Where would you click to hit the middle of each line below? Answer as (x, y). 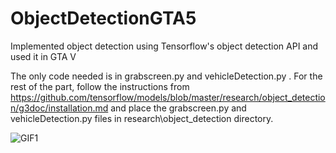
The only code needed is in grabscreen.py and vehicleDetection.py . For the (166, 76)
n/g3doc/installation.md (59, 108)
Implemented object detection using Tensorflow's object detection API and (164, 46)
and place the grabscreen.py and (178, 108)
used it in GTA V (43, 56)
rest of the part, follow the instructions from (100, 86)
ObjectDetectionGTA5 (103, 18)
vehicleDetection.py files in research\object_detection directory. (142, 118)
